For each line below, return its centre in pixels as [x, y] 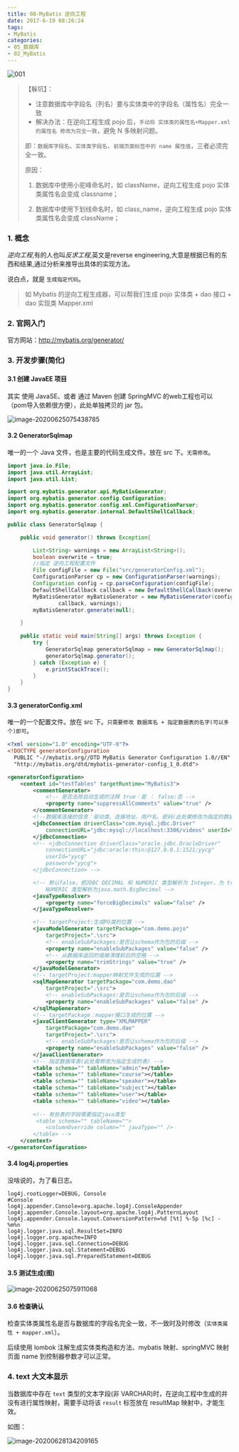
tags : [15, 27]
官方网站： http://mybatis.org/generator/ [66, 340]
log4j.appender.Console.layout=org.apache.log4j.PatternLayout [103, 1212]
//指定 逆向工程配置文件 [64, 564]
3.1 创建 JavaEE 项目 [37, 379]
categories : [25, 41]
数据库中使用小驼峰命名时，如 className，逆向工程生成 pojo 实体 [132, 185]
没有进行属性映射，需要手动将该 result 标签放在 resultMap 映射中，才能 [113, 1402]
